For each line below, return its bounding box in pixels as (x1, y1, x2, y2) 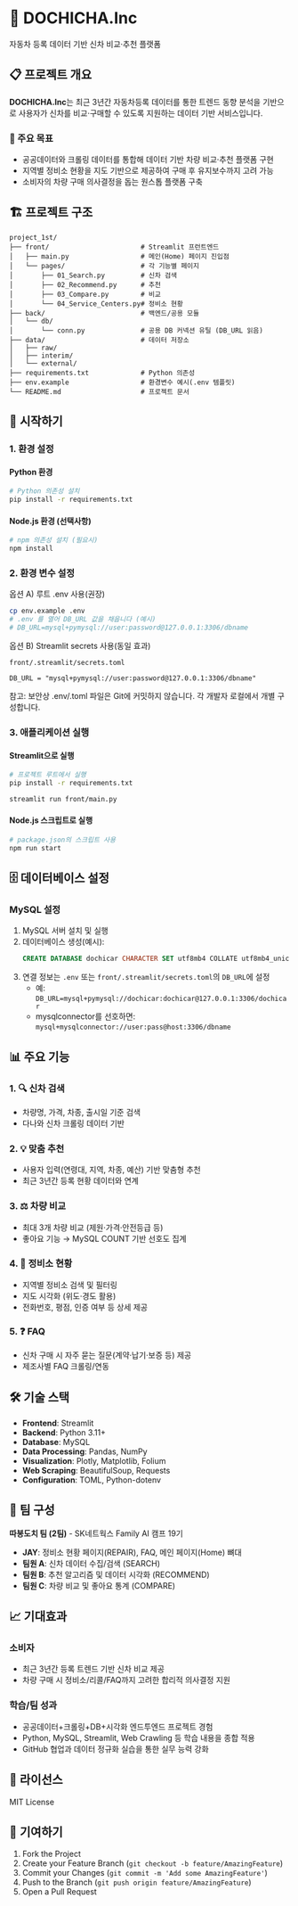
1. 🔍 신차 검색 (9, 1082, 65, 1095)
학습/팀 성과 (9, 1699, 58, 1712)
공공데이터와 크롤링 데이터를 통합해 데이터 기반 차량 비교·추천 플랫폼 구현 (21, 154, 274, 165)
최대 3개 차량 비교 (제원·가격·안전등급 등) (21, 1221, 164, 1233)
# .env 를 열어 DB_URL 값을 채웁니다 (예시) (9, 615, 157, 624)
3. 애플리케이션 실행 (9, 726, 90, 738)
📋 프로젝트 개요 (9, 67, 92, 83)
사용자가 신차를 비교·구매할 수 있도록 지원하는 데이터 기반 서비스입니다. (18, 107, 263, 119)
